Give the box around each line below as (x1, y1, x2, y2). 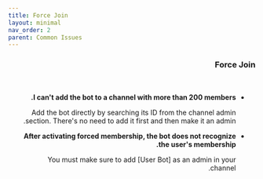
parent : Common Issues (8, 33, 82, 42)
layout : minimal (8, 19, 61, 27)
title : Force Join (8, 11, 68, 20)
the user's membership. (155, 139, 236, 149)
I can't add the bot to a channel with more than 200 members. (31, 92, 236, 102)
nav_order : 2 (8, 26, 51, 34)
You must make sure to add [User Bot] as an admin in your (47, 155, 236, 164)
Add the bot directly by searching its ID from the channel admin (31, 108, 236, 117)
